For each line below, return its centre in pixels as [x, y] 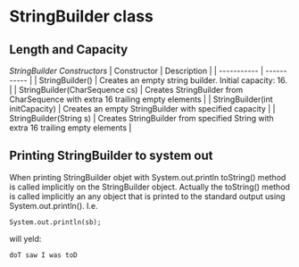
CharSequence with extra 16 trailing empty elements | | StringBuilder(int [141, 99]
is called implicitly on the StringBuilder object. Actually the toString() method [149, 187]
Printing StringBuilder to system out [111, 156]
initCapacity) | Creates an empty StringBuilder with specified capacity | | [142, 108]
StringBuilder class [82, 17]
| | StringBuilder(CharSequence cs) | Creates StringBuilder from [126, 90]
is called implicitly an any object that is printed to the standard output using [147, 196]
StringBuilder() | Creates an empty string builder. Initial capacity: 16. [163, 80]
